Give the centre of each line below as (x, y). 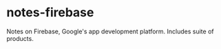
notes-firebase (50, 13)
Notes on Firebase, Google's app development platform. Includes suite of (110, 31)
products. (20, 38)
